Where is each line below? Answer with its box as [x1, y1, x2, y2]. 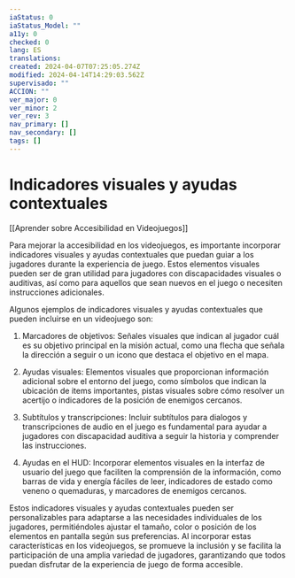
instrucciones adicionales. [9, 287, 105, 297]
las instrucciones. [21, 440, 87, 451]
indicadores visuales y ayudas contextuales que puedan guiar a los [9, 249, 254, 259]
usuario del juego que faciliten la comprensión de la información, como [21, 466, 282, 477]
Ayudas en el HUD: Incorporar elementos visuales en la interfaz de [21, 457, 266, 467]
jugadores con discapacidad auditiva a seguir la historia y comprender [21, 430, 279, 441]
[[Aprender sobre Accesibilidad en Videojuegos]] [9, 222, 189, 233]
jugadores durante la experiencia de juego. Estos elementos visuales [9, 258, 260, 269]
